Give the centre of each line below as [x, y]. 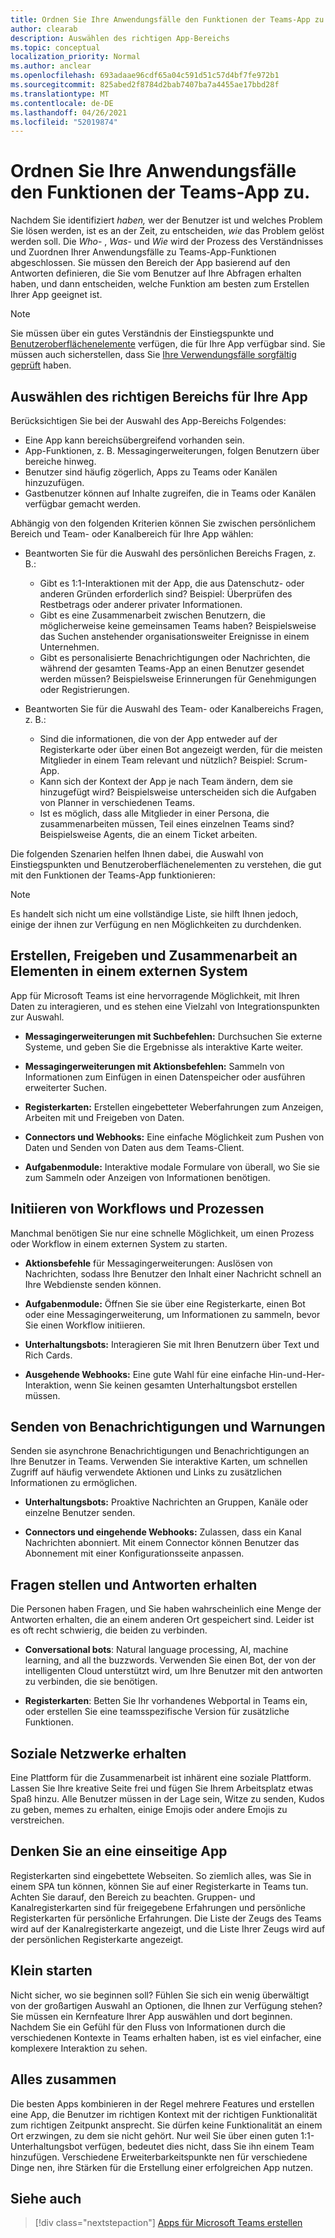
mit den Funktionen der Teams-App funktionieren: [113, 875]
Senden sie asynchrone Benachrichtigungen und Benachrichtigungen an [160, 1451]
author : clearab [44, 29]
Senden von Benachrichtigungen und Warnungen [168, 1427]
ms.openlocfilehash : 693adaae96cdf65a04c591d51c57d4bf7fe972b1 [145, 76]
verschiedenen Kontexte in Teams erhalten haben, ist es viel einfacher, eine [166, 2037]
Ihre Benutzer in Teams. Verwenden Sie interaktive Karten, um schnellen [159, 1462]
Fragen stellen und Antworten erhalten [134, 1584]
